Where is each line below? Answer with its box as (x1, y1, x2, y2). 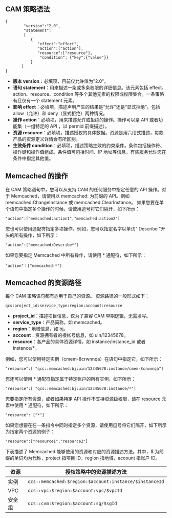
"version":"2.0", (24, 23, 60, 28)
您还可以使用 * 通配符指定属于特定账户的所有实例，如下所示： (5, 376, 136, 382)
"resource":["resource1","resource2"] (5, 439, 88, 444)
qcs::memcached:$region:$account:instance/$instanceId (28, 479, 164, 485)
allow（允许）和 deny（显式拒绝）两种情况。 (12, 110, 107, 116)
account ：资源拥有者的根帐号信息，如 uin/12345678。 (12, 332, 128, 338)
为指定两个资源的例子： (5, 428, 55, 435)
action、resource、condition (12, 91, 74, 97)
